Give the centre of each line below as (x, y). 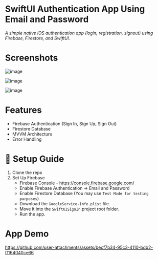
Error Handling (27, 139)
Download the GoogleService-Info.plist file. (65, 203)
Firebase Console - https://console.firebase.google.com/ (77, 183)
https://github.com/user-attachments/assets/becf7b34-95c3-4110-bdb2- (79, 247)
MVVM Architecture (32, 134)
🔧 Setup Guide (35, 159)
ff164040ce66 (20, 252)
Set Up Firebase (28, 177)
